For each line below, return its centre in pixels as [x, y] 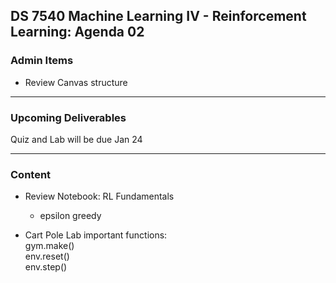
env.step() [46, 267]
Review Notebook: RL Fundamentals [99, 196]
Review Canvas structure [76, 82]
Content [31, 174]
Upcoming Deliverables [68, 117]
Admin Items [42, 61]
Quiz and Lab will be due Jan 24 [76, 139]
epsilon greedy [70, 216]
